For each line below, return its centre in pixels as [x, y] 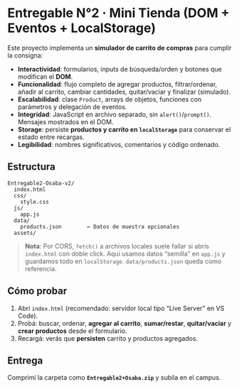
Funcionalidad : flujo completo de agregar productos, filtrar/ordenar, [117, 84]
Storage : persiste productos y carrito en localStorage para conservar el [124, 129]
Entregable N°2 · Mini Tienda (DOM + [118, 13]
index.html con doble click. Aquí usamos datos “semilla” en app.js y [125, 253]
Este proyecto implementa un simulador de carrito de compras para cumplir [119, 48]
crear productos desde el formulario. [72, 331]
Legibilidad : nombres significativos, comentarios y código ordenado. [119, 144]
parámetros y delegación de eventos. [72, 106]
